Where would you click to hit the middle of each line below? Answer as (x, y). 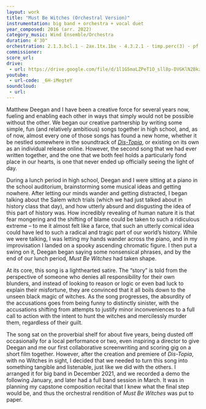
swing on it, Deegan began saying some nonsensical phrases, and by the (99, 252)
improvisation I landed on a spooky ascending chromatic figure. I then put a (102, 245)
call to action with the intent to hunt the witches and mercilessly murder (97, 316)
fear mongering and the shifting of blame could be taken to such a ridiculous (103, 219)
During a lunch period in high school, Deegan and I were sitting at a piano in (102, 180)
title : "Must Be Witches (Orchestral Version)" (68, 18)
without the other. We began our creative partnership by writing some (94, 122)
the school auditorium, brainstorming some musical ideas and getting (94, 186)
